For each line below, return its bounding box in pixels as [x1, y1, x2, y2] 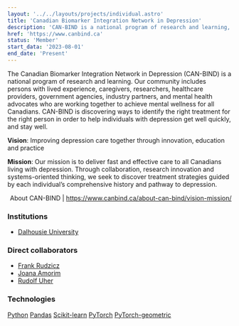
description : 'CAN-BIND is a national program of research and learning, [7, 23, 231, 31]
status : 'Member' [7, 37, 59, 44]
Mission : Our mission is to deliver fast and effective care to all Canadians [7, 157, 222, 165]
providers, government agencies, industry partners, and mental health [7, 92, 213, 100]
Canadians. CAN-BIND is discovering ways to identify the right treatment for [7, 107, 230, 116]
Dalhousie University [17, 228, 79, 237]
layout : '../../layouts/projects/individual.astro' [7, 10, 164, 18]
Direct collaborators [7, 246, 78, 256]
